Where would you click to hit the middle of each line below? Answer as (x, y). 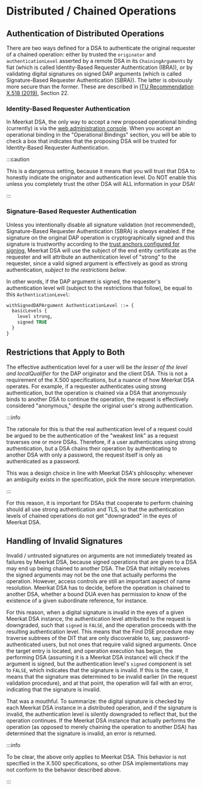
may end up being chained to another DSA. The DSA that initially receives (98, 569)
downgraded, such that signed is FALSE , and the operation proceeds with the (101, 626)
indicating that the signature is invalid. (54, 690)
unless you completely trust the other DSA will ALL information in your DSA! (101, 184)
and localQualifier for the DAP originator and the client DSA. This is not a (97, 373)
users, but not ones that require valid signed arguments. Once (119, 645)
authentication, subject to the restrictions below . (67, 269)
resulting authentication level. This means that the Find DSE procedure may (100, 632)
